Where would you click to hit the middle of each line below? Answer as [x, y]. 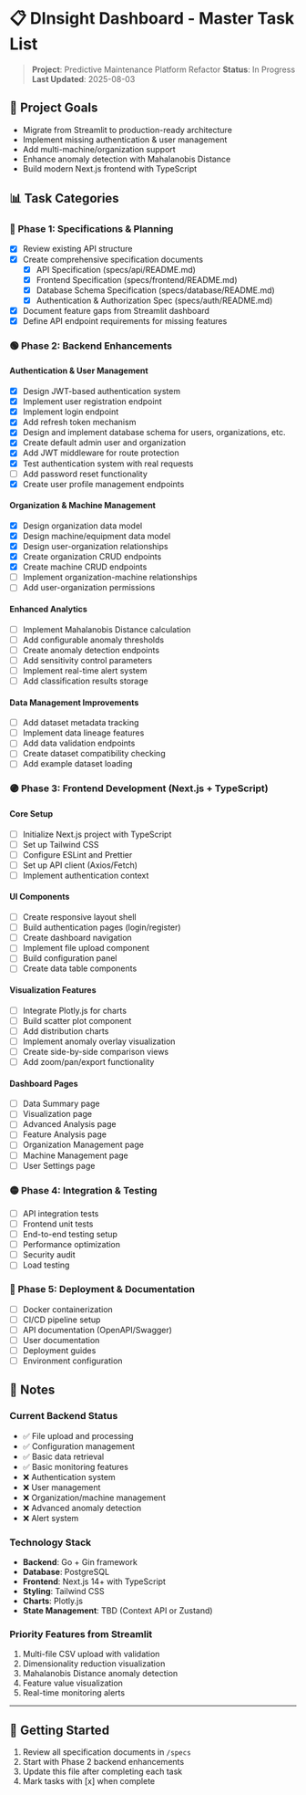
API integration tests [61, 1213]
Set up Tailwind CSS [61, 844]
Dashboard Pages [44, 1083]
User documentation [61, 1340]
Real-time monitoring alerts [74, 1693]
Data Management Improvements [74, 702]
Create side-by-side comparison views [96, 1051]
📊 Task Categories [65, 198]
